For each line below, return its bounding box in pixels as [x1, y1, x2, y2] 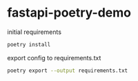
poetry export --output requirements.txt [7, 67, 128, 74]
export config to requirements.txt [7, 53, 101, 62]
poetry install [7, 41, 51, 48]
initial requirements [7, 28, 62, 36]
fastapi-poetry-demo [7, 5, 132, 21]
